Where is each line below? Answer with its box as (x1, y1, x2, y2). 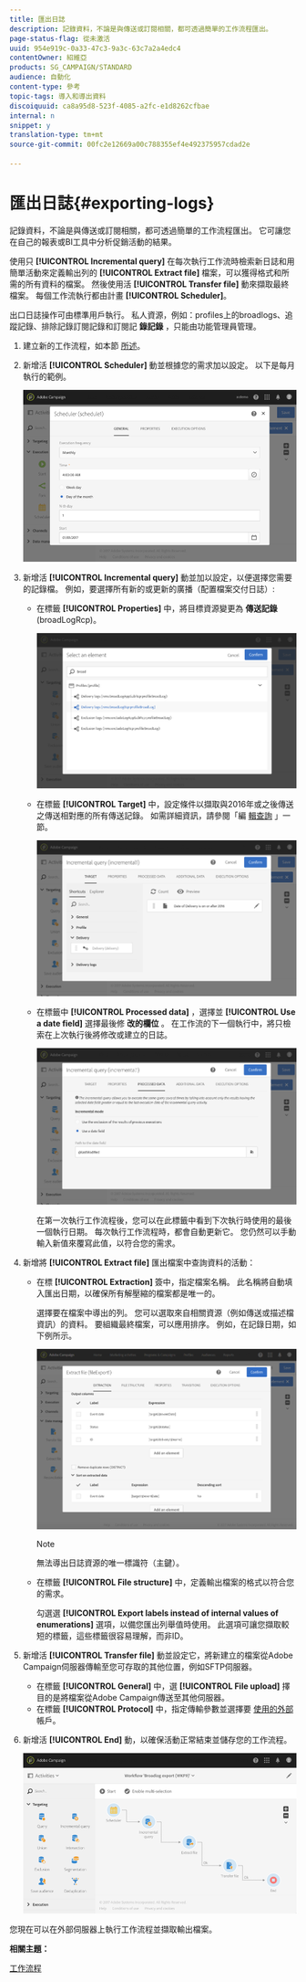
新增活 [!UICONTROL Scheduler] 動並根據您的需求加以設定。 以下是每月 (22, 359, 296, 370)
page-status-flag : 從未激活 (9, 34, 111, 43)
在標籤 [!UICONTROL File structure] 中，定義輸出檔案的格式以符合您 (36, 1576, 294, 1588)
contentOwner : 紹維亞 (9, 53, 87, 63)
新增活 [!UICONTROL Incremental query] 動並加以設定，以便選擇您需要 (22, 572, 293, 583)
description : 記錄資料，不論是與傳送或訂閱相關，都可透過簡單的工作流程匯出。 (9, 24, 273, 34)
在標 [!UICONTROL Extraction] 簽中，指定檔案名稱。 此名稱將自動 (36, 1276, 285, 1287)
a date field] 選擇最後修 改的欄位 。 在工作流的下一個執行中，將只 (36, 1018, 284, 1029)
